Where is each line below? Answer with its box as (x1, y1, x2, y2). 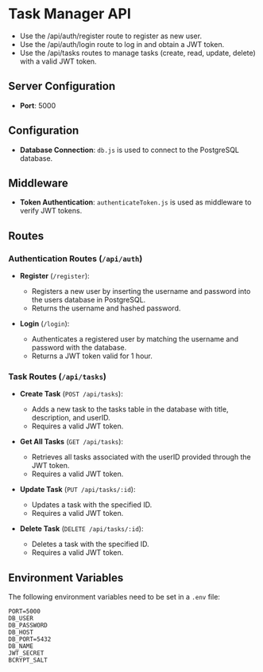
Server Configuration (8, 80, 116, 93)
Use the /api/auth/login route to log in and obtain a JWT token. (19, 39, 225, 49)
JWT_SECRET (8, 650, 44, 658)
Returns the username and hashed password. (31, 303, 181, 313)
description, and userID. (31, 413, 110, 423)
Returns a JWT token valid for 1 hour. (31, 351, 153, 361)
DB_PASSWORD (8, 622, 48, 630)
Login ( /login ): (19, 319, 70, 329)
